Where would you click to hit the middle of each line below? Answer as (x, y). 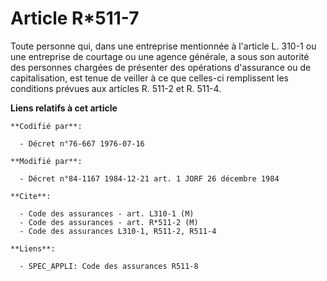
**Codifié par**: (46, 126)
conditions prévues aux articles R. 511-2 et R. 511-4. (116, 88)
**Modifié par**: (46, 161)
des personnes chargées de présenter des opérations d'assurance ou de (161, 67)
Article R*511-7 (75, 18)
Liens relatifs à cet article (64, 108)
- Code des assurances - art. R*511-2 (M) (109, 222)
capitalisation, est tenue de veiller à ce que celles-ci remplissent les (149, 78)
